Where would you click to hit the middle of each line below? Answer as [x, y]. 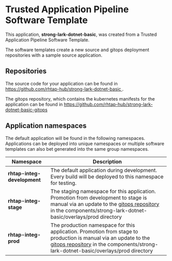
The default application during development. [104, 170]
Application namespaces [46, 126]
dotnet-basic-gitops [26, 110]
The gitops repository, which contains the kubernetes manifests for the [80, 99]
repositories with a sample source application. [54, 55]
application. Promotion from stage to [94, 231]
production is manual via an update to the [100, 238]
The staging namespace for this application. [103, 191]
